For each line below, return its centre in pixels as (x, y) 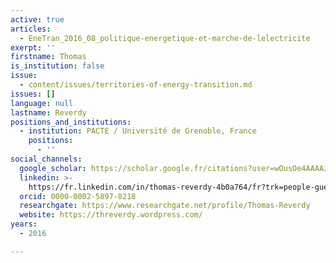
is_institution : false (57, 66)
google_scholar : (53, 168)
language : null (42, 103)
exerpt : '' (33, 47)
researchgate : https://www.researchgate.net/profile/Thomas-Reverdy (165, 206)
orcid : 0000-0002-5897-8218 (78, 196)
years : (24, 224)
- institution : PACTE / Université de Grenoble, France (138, 131)
